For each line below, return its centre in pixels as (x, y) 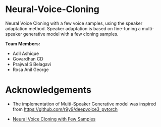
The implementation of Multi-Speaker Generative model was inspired (84, 104)
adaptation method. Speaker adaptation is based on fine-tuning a (73, 28)
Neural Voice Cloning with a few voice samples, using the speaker (74, 23)
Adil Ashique (26, 53)
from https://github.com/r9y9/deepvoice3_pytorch (65, 109)
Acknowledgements (48, 90)
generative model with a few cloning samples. (71, 34)
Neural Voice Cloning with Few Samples (54, 119)
